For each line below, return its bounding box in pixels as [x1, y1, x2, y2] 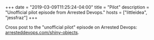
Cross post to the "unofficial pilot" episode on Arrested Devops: [5, 24, 137, 30]
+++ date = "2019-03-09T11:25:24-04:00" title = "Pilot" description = [5, 4, 149, 10]
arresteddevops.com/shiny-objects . [5, 30, 80, 35]
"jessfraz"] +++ [5, 15, 38, 20]
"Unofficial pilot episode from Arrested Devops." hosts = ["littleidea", [5, 9, 147, 15]
